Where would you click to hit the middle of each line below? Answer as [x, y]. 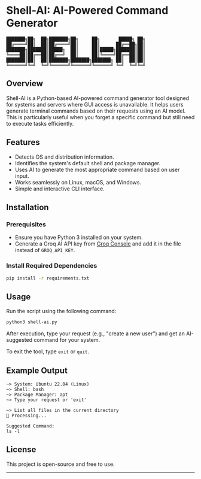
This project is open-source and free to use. [60, 464]
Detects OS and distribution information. [64, 157]
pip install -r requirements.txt [48, 278]
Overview [25, 84]
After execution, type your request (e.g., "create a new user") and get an [96, 334]
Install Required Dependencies [52, 266]
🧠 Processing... [26, 416]
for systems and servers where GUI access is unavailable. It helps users [95, 104]
